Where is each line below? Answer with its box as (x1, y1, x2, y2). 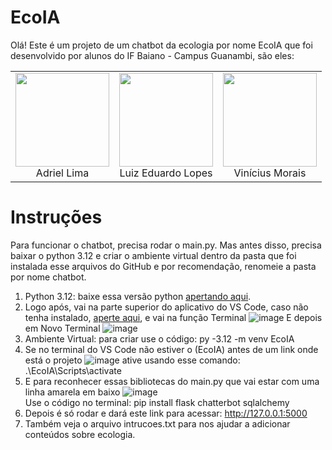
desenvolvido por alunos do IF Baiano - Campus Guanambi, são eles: (10, 49, 295, 61)
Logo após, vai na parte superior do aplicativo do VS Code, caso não (24, 301, 309, 313)
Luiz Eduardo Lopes (119, 166, 213, 180)
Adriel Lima (35, 166, 90, 180)
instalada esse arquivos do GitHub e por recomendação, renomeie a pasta (10, 260, 317, 272)
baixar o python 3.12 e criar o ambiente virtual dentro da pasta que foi (10, 249, 297, 261)
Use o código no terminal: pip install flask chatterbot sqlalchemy (24, 396, 290, 408)
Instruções (10, 206, 103, 229)
